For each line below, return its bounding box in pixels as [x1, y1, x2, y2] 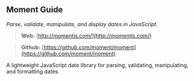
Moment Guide [6, 5, 63, 15]
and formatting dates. [6, 68, 60, 75]
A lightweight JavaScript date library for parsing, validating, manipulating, [6, 61, 189, 68]
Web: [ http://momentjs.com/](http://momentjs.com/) [20, 32, 152, 39]
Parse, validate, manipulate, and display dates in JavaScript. [6, 20, 158, 27]
